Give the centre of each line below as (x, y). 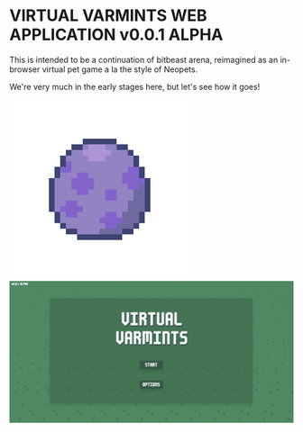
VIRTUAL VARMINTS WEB (108, 16)
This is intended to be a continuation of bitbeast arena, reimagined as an (144, 59)
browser (25, 69)
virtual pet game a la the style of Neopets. (120, 69)
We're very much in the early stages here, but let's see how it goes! (135, 86)
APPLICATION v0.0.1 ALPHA (116, 35)
